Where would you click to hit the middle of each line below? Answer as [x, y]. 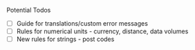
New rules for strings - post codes [65, 39]
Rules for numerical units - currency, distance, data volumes [102, 31]
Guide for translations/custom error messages [82, 23]
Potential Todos [29, 10]
